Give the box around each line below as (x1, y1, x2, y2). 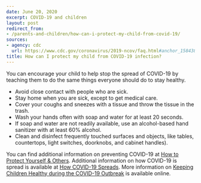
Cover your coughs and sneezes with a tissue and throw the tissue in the (14, 100, 194, 108)
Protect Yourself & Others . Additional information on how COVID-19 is (6, 157, 178, 164)
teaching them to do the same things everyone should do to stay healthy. (6, 76, 186, 83)
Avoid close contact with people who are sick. (14, 88, 129, 95)
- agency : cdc (6, 43, 42, 49)
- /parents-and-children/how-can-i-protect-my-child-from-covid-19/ (6, 31, 181, 37)
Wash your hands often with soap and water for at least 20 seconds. (14, 113, 184, 121)
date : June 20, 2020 (6, 8, 58, 15)
